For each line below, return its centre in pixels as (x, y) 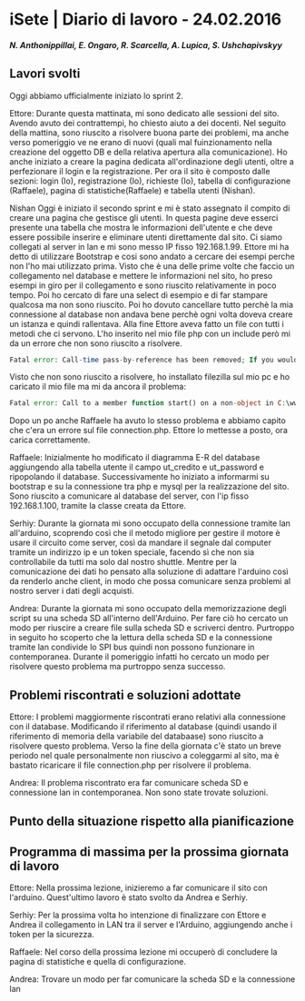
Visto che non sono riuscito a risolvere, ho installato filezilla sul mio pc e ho (150, 377)
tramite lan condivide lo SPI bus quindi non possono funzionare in (132, 647)
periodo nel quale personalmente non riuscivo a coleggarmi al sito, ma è (144, 756)
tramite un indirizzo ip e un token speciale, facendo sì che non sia (132, 552)
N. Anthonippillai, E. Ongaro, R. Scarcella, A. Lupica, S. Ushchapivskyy (146, 45)
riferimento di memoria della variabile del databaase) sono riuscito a (137, 737)
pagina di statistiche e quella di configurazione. (98, 962)
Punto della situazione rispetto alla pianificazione (152, 821)
